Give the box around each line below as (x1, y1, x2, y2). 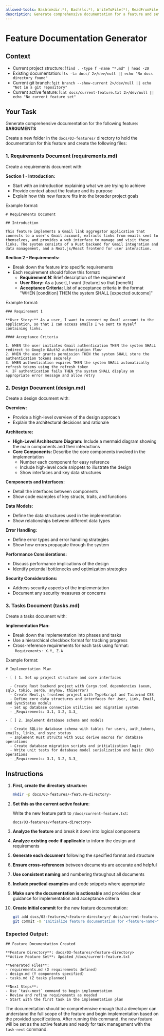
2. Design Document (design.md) (5, 384, 86, 391)
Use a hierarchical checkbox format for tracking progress (12, 638, 128, 643)
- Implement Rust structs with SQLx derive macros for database (10, 735, 143, 740)
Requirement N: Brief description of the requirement (19, 274, 126, 280)
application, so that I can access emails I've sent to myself (5, 322, 137, 327)
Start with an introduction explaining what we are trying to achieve (12, 183, 146, 188)
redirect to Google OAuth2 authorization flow (5, 347, 102, 352)
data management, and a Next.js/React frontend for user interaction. (5, 246, 152, 251)
